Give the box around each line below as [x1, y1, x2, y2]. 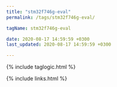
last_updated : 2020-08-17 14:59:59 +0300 [6, 41, 112, 48]
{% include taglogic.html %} [6, 64, 76, 71]
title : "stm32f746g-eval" [6, 8, 71, 15]
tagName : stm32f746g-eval [6, 25, 71, 31]
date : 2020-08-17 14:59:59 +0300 [6, 36, 90, 42]
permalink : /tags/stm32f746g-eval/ [6, 14, 95, 20]
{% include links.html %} [6, 75, 67, 82]
